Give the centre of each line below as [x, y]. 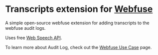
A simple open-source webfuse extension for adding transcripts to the [77, 23]
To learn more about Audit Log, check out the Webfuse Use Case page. [79, 47]
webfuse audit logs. [25, 28]
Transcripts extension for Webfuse [79, 9]
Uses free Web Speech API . [34, 38]
